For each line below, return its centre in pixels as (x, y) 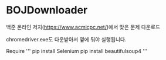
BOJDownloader (47, 10)
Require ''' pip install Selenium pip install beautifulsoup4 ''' (77, 51)
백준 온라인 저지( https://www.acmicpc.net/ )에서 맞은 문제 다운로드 (83, 27)
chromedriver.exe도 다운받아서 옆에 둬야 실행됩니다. (67, 39)
